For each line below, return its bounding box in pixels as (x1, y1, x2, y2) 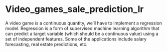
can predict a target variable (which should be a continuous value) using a (5, 30, 158, 36)
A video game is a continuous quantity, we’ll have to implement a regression (5, 20, 162, 26)
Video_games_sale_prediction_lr (5, 3, 144, 15)
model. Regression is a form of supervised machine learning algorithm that (5, 25, 159, 31)
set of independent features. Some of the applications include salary (5, 36, 147, 42)
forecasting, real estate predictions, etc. (5, 41, 88, 47)
